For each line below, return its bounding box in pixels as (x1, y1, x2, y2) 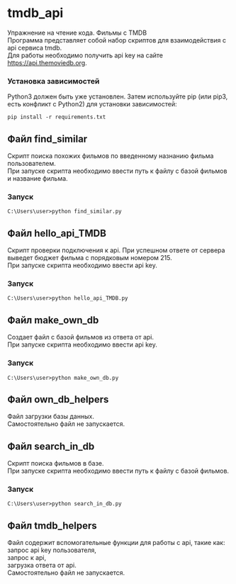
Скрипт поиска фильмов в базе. (7, 459, 104, 468)
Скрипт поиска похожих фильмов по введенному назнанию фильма (7, 152, 214, 160)
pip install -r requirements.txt (7, 113, 106, 121)
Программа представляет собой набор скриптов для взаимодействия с (7, 35, 227, 44)
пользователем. (7, 159, 57, 168)
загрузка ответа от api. (7, 561, 77, 570)
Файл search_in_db (7, 440, 95, 452)
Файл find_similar (7, 133, 88, 145)
